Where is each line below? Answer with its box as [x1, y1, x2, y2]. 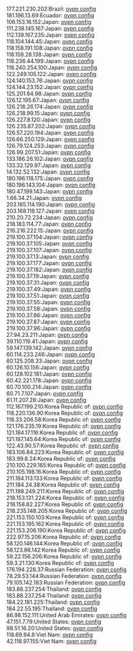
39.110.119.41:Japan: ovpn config [6, 337, 88, 345]
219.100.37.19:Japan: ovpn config [6, 272, 89, 280]
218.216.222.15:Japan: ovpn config [6, 227, 94, 234]
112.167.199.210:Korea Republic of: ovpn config [6, 403, 123, 410]
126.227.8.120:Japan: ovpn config [6, 116, 91, 123]
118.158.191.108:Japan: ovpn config [6, 44, 93, 52]
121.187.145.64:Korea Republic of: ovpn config [6, 436, 121, 442]
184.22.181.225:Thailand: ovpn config [6, 598, 100, 606]
